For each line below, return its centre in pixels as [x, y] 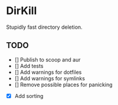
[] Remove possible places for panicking [64, 84]
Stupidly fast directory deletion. [44, 27]
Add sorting [29, 96]
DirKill [22, 11]
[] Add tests [29, 66]
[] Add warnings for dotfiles [48, 72]
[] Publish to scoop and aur [47, 59]
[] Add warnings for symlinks [50, 78]
